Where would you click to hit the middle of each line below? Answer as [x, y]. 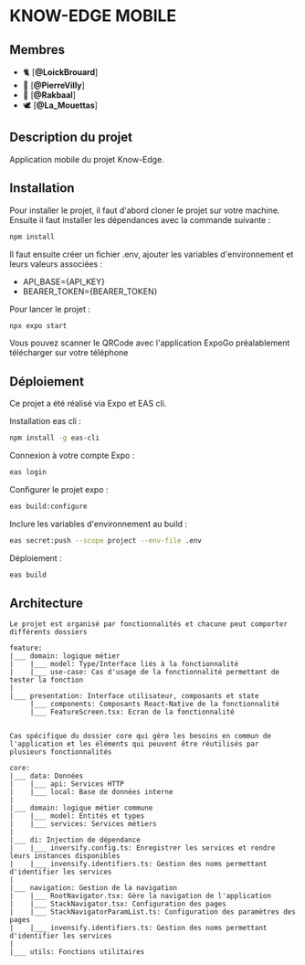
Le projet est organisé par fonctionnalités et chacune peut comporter [148, 624]
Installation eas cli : [46, 421]
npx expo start [38, 325]
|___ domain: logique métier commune [81, 808]
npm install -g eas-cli [55, 438]
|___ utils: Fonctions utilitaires [77, 952]
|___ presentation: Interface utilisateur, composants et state [134, 696]
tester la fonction [47, 680]
